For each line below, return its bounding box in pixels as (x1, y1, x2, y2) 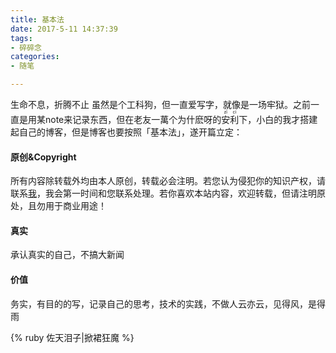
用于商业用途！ (44, 200, 107, 212)
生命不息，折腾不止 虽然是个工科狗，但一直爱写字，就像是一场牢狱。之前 (10, 99, 311, 110)
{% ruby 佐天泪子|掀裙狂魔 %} (10, 331, 135, 343)
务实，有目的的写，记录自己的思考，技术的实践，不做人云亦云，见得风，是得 (10, 297, 326, 310)
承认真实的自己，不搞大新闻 (10, 249, 125, 261)
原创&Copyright (10, 151, 77, 163)
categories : (10, 52, 60, 62)
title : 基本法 (10, 14, 65, 25)
